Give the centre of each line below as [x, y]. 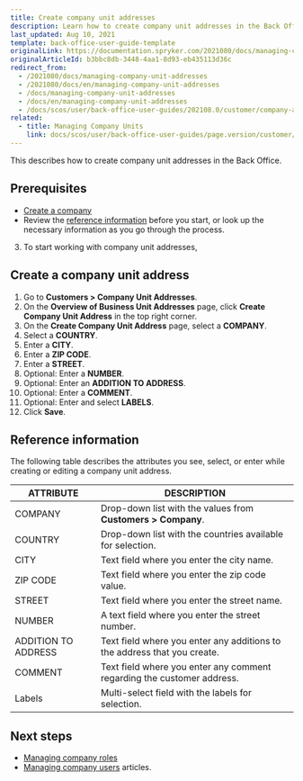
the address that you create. [160, 652]
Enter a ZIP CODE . [57, 354]
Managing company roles [70, 758]
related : [27, 118]
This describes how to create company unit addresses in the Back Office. [146, 160]
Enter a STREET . [54, 364]
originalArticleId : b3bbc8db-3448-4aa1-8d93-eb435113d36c [121, 59]
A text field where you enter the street [181, 615]
